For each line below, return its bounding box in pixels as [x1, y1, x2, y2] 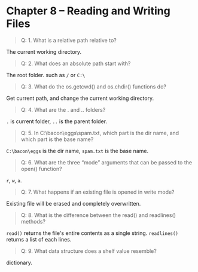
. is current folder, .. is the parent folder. [6, 118, 108, 125]
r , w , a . [6, 176, 22, 184]
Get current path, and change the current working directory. [6, 94, 154, 102]
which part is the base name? [20, 136, 94, 143]
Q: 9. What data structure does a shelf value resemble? [20, 247, 157, 255]
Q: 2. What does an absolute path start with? [20, 60, 131, 67]
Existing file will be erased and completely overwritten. [6, 200, 141, 207]
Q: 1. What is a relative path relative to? [20, 36, 117, 44]
